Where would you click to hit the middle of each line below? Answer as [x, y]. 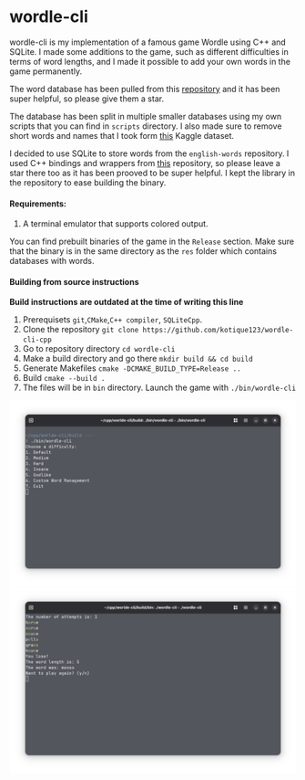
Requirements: [38, 204]
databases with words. [52, 261]
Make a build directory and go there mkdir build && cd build [137, 359]
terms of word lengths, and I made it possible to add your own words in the [150, 61]
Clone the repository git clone [81, 330]
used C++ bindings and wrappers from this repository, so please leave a [145, 163]
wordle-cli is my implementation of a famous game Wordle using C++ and [148, 42]
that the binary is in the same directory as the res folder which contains [143, 251]
